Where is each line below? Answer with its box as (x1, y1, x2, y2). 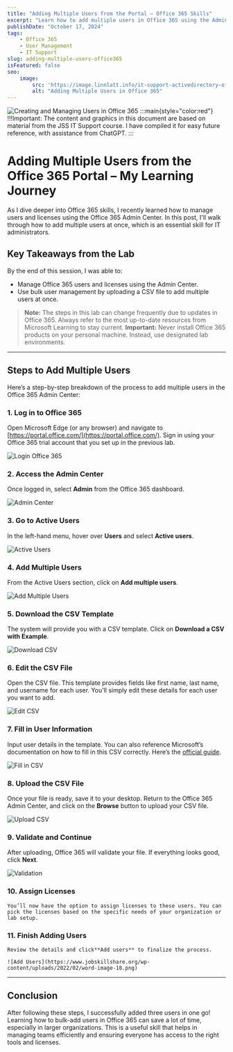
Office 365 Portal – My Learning (7, 168, 194, 184)
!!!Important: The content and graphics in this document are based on (7, 114, 206, 122)
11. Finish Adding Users (7, 930, 87, 940)
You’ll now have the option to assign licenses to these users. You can (7, 902, 222, 909)
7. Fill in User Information (7, 725, 92, 734)
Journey (7, 183, 57, 199)
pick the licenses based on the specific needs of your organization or (7, 908, 222, 915)
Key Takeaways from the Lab (7, 248, 135, 260)
